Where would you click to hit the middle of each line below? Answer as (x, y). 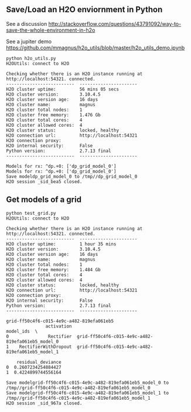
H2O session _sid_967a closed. (44, 403)
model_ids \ (22, 331)
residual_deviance (39, 362)
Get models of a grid (44, 200)
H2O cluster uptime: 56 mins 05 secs (62, 89)
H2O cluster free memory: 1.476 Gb (53, 115)
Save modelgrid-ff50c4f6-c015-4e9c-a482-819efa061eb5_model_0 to (87, 383)
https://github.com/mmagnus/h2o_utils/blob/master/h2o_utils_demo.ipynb (95, 48)
